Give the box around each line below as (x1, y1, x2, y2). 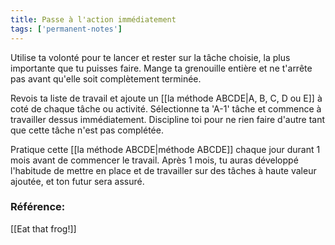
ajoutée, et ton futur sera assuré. (10, 175, 145, 187)
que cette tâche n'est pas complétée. (10, 124, 164, 136)
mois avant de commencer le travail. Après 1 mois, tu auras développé (10, 154, 299, 166)
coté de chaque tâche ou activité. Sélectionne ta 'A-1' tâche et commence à (10, 102, 322, 115)
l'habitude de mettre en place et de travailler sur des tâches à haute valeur (10, 164, 317, 176)
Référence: (10, 200, 66, 214)
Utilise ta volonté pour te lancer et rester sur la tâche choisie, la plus (10, 51, 291, 63)
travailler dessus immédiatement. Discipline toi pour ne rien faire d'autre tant (10, 113, 326, 125)
